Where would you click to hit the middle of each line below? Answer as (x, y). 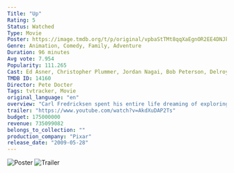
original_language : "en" (43, 98)
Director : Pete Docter (40, 85)
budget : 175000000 (34, 117)
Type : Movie (24, 33)
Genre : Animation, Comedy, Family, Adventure (74, 46)
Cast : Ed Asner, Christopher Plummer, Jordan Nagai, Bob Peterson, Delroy (118, 72)
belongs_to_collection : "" (46, 130)
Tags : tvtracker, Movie (42, 91)
